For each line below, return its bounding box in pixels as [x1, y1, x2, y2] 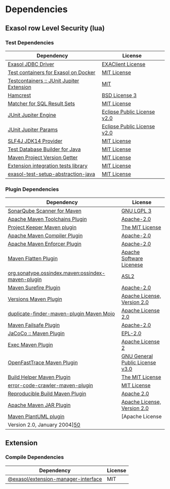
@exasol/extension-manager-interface [8, 475, 102, 482]
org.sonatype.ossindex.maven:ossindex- [8, 270, 105, 277]
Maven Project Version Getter [8, 154, 78, 161]
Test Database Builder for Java [8, 146, 81, 153]
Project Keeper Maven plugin [8, 224, 77, 231]
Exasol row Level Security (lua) [5, 24, 105, 32]
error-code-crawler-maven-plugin [8, 382, 94, 389]
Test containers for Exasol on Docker [8, 69, 96, 76]
